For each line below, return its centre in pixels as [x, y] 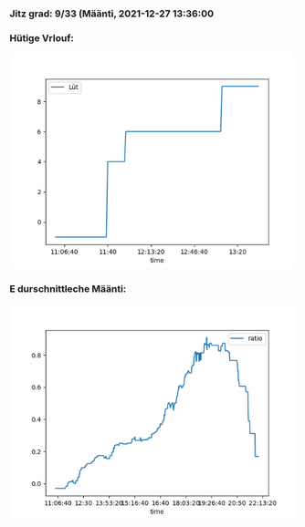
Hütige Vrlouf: [42, 37]
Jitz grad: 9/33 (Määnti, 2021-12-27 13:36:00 [112, 14]
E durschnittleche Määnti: [68, 289]
